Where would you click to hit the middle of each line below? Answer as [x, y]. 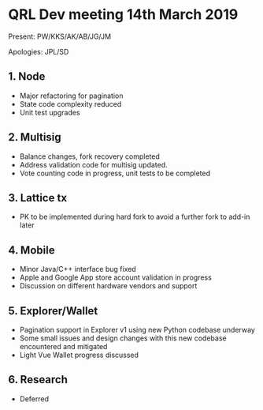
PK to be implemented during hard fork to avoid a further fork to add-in [135, 217]
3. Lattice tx [38, 198]
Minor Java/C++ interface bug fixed [78, 269]
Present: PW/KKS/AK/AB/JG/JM [60, 36]
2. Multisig [35, 137]
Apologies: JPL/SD [39, 51]
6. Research [38, 380]
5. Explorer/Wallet [53, 311]
